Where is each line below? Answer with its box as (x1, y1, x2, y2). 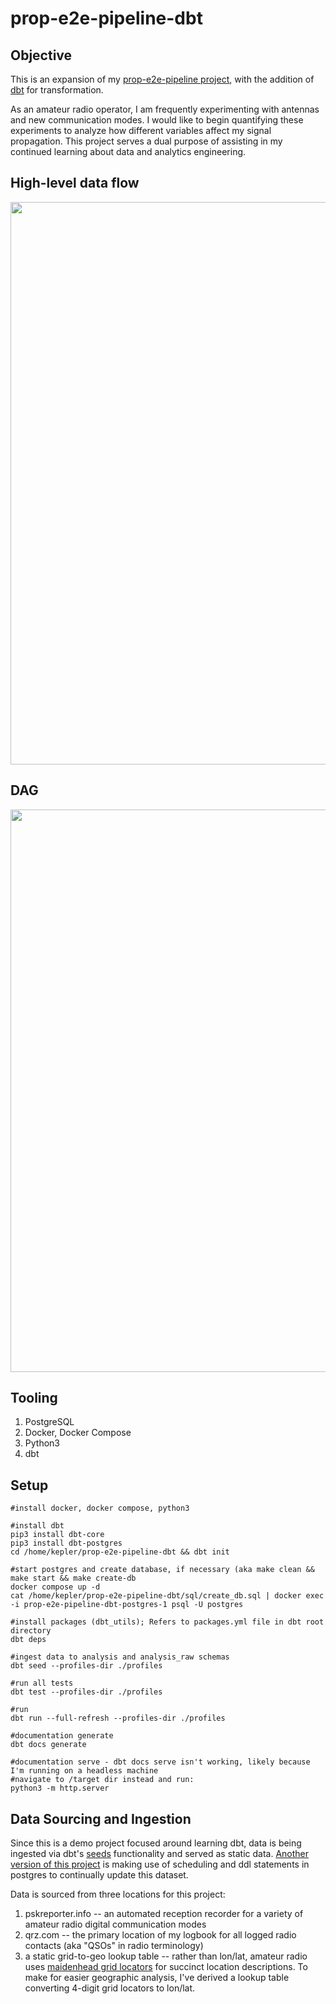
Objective (10, 47, 73, 64)
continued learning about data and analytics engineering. (10, 146, 247, 157)
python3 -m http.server (10, 1783, 110, 1794)
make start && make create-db (10, 1573, 137, 1584)
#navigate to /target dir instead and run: (10, 1775, 195, 1785)
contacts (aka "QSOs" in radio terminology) (24, 1940, 204, 1952)
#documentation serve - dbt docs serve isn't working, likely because (10, 1757, 311, 1767)
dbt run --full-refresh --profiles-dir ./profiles (10, 1713, 226, 1724)
